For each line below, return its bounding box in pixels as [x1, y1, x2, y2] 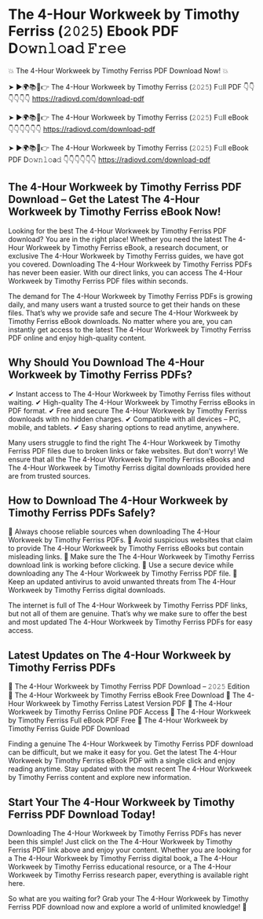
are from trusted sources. [8, 471, 91, 480]
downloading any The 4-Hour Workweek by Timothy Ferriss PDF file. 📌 [8, 568, 238, 579]
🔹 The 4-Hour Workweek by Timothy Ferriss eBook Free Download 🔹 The [8, 690, 246, 700]
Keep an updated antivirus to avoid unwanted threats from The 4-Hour [8, 577, 236, 586]
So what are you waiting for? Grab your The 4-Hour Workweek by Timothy [8, 894, 249, 903]
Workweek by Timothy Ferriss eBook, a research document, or [26, 242, 229, 252]
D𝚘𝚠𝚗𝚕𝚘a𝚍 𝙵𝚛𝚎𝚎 [8, 39, 127, 57]
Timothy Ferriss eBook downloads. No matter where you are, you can [8, 316, 233, 325]
